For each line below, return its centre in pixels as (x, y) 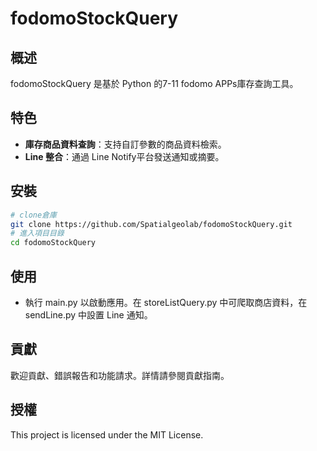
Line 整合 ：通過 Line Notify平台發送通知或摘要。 (124, 156)
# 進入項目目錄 (37, 233)
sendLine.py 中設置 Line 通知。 (88, 314)
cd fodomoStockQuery (53, 243)
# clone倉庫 (33, 215)
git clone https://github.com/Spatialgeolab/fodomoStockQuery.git (151, 224)
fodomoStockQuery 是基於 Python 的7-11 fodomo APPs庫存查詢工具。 (154, 83)
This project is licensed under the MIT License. (107, 434)
